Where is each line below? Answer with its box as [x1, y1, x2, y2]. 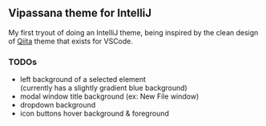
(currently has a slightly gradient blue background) [19, 83, 188, 93]
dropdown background [19, 100, 96, 110]
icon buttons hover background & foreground [19, 108, 170, 119]
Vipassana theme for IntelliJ [8, 6, 152, 20]
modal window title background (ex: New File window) [19, 91, 199, 101]
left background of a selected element [19, 75, 147, 84]
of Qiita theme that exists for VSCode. [8, 36, 134, 46]
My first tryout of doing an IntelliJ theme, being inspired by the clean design [8, 27, 259, 37]
